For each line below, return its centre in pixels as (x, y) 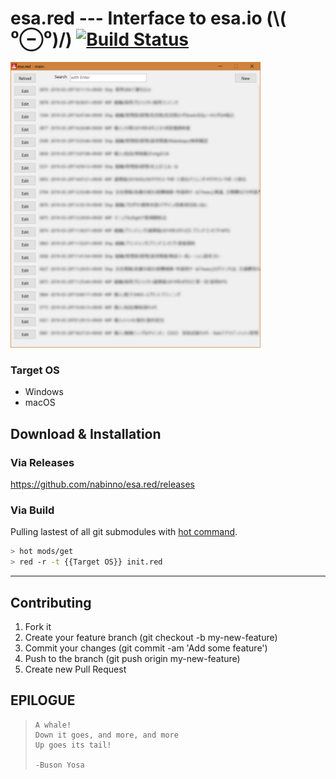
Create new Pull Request (75, 669)
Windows (44, 392)
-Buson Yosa (59, 765)
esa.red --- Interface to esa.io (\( (148, 18)
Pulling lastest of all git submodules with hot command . (124, 532)
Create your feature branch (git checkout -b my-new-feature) (151, 637)
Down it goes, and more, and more (106, 735)
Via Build (32, 510)
